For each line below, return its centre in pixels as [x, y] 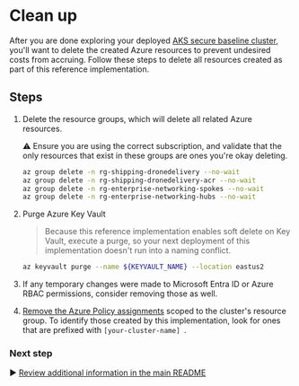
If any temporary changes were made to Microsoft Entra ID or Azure [148, 285]
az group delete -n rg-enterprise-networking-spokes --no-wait [143, 189]
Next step [31, 354]
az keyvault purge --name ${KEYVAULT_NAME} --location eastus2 [143, 267]
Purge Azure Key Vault [64, 214]
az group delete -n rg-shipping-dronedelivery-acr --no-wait [139, 180]
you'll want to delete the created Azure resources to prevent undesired [140, 49]
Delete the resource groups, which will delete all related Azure [137, 118]
